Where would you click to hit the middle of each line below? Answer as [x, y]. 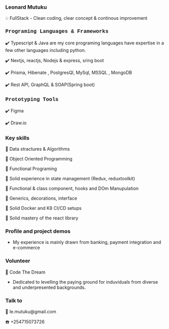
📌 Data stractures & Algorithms [38, 149]
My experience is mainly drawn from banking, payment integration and [87, 242]
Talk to [14, 300]
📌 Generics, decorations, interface [41, 198]
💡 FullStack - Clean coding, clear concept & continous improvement [76, 18]
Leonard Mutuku [26, 7]
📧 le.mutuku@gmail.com [31, 312]
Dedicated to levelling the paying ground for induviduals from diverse [85, 282]
